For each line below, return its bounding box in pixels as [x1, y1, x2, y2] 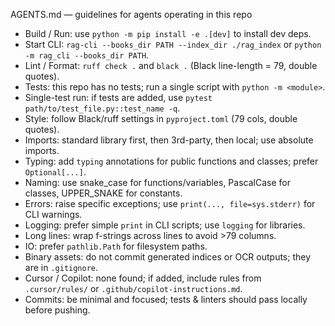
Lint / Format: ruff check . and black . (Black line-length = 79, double [24, 60, 318, 71]
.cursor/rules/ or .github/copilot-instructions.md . [24, 283, 243, 294]
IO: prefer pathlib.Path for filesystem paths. [24, 240, 208, 252]
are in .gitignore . [24, 262, 99, 273]
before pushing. [24, 304, 91, 316]
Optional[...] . [24, 166, 87, 178]
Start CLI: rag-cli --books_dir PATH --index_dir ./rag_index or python [24, 39, 322, 50]
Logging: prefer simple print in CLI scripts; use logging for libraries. [24, 219, 306, 231]
